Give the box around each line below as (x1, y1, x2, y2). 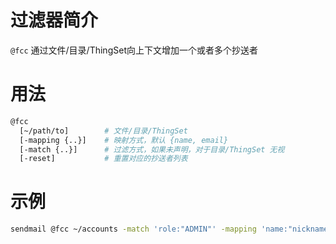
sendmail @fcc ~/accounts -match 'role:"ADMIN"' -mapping (10, 224, 257, 235)
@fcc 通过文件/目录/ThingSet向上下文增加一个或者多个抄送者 (10, 44, 258, 56)
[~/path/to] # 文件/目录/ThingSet (19, 126, 188, 136)
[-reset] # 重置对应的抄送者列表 (19, 154, 188, 164)
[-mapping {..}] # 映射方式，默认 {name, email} (19, 135, 229, 145)
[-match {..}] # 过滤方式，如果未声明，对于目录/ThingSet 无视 (19, 144, 285, 155)
